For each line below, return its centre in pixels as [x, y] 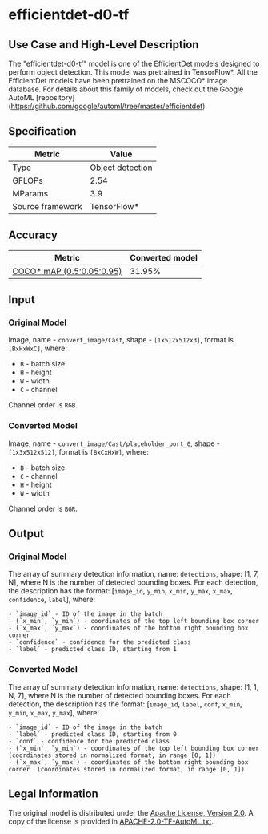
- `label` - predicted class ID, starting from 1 [93, 650]
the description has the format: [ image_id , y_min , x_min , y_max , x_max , [121, 591]
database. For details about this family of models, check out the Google [126, 89]
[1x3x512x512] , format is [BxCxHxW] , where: [79, 451]
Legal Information [53, 794]
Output [26, 534]
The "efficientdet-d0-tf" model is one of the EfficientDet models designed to [134, 63]
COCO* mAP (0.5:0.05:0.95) [67, 271]
